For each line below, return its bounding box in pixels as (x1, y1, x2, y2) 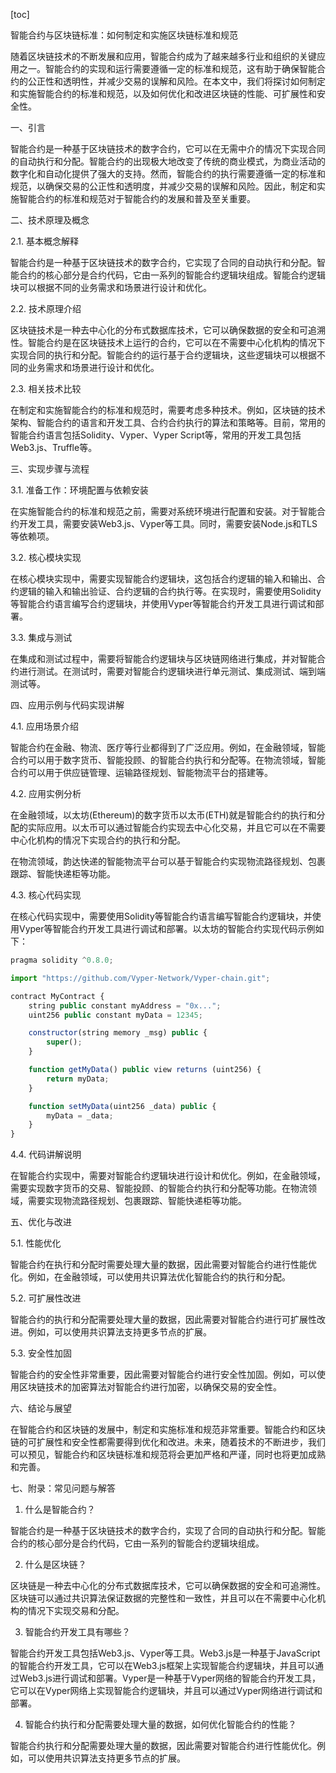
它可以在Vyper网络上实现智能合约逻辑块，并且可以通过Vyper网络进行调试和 (10, 1685, 323, 1697)
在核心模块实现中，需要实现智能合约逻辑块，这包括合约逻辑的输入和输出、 (10, 573, 317, 584)
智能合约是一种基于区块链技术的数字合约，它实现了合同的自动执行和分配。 (10, 257, 317, 268)
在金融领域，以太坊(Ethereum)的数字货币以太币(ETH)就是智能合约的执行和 (10, 809, 317, 821)
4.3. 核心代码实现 (10, 889, 82, 901)
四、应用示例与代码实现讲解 (10, 699, 125, 711)
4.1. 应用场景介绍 (10, 720, 80, 732)
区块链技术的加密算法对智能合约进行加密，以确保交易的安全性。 (18, 1381, 282, 1393)
